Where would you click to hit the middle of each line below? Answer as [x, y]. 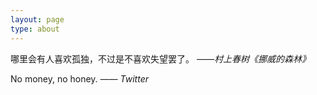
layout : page [37, 19]
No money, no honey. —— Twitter [79, 78]
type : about [35, 29]
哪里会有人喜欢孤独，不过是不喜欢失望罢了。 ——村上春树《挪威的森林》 [160, 58]
